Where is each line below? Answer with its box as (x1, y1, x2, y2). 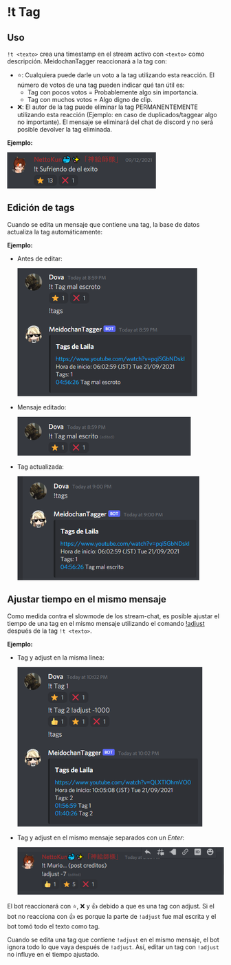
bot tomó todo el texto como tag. (7, 922, 100, 931)
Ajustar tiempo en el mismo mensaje (7, 593, 167, 605)
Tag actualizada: (16, 463, 64, 471)
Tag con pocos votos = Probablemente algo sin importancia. (27, 88, 199, 96)
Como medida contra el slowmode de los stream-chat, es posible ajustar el (7, 611, 220, 620)
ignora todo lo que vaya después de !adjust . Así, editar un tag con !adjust (7, 943, 219, 951)
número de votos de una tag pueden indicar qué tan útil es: (16, 81, 185, 89)
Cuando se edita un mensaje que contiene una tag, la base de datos (7, 220, 200, 228)
